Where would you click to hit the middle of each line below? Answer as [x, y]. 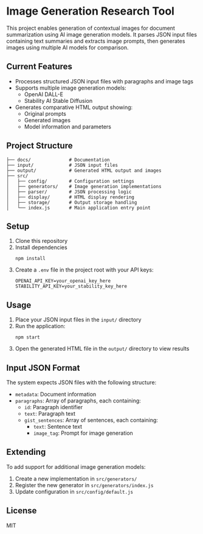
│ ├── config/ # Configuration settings [71, 181]
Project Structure [40, 146]
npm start [28, 337]
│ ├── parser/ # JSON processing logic [69, 192]
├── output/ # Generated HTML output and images [84, 170]
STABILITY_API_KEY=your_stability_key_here [71, 286]
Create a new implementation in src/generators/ [76, 479]
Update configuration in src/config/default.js [74, 491]
